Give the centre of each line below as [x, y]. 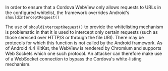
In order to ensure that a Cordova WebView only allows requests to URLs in [83, 7]
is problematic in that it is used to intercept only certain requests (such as [81, 32]
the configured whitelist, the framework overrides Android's [67, 13]
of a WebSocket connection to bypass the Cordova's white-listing [74, 59]
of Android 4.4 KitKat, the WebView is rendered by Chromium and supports [83, 48]
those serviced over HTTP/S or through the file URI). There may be [75, 38]
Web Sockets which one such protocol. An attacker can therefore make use [84, 53]
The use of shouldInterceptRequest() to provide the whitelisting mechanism [84, 27]
